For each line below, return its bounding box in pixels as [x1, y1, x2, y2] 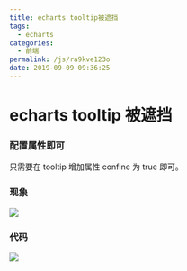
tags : [9, 22, 30, 31]
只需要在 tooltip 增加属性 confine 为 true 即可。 [9, 161, 183, 172]
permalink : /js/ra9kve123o [9, 55, 111, 64]
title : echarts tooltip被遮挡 [9, 13, 119, 23]
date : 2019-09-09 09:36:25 [9, 64, 111, 73]
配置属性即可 [9, 139, 66, 151]
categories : [9, 38, 54, 48]
